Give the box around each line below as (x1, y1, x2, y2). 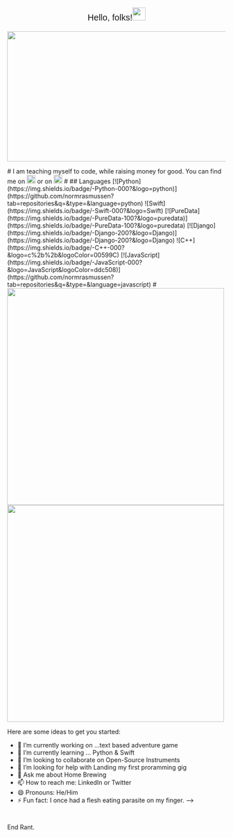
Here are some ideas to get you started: (7, 727, 121, 736)
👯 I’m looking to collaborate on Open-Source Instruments (17, 756, 180, 764)
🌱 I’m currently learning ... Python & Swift (17, 748, 135, 756)
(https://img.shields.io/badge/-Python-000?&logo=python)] (7, 185, 178, 192)
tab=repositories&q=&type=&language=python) (7, 199, 144, 208)
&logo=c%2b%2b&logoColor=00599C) (7, 251, 120, 259)
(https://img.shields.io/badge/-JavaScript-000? (7, 258, 143, 267)
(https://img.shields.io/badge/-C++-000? (7, 244, 125, 251)
